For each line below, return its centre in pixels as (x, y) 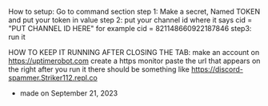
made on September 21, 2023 (69, 93)
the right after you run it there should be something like (99, 69)
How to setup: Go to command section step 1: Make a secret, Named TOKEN (134, 12)
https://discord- (217, 69)
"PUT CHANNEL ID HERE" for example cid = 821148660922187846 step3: (130, 28)
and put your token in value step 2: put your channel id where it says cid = (130, 20)
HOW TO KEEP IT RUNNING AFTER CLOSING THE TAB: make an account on (134, 52)
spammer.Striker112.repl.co (53, 78)
